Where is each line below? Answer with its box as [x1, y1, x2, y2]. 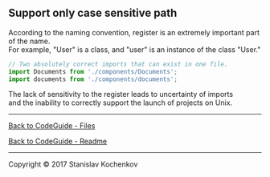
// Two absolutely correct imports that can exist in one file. [8, 60, 228, 68]
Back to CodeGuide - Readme [8, 136, 107, 147]
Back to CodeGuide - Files [8, 121, 96, 131]
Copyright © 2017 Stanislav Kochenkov [8, 159, 138, 169]
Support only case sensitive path [8, 6, 178, 20]
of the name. [8, 36, 51, 46]
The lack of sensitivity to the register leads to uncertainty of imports [8, 90, 234, 99]
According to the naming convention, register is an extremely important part [8, 27, 260, 37]
